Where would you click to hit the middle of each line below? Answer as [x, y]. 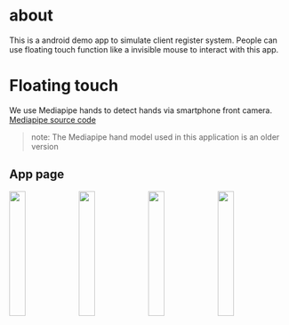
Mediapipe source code [52, 119]
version [45, 146]
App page [37, 175]
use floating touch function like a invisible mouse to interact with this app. [144, 49]
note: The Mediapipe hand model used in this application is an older [155, 137]
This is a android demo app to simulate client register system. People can [144, 40]
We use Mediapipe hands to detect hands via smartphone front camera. [141, 110]
